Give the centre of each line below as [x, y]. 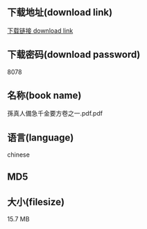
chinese [18, 155]
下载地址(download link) [60, 13]
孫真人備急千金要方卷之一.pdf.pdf [55, 113]
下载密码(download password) [74, 55]
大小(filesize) [36, 202]
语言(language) [41, 137]
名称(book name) [44, 96]
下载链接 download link [40, 31]
